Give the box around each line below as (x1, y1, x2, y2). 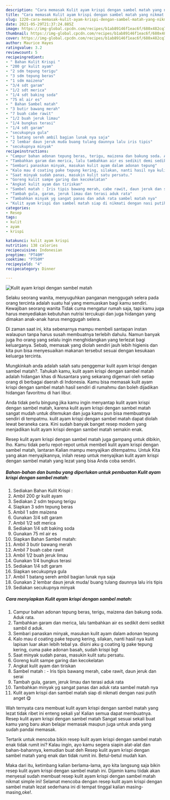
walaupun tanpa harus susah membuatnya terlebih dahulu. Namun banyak (6, 331, 160, 337)
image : (6, 26, 20, 31)
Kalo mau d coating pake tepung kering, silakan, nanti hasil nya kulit (13, 636, 154, 642)
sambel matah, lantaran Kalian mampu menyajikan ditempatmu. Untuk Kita (6, 447, 160, 453)
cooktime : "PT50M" (6, 257, 44, 262)
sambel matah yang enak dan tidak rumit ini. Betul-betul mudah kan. (6, 752, 148, 758)
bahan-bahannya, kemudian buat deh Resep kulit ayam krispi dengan (6, 747, 150, 753)
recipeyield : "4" (6, 262, 42, 267)
